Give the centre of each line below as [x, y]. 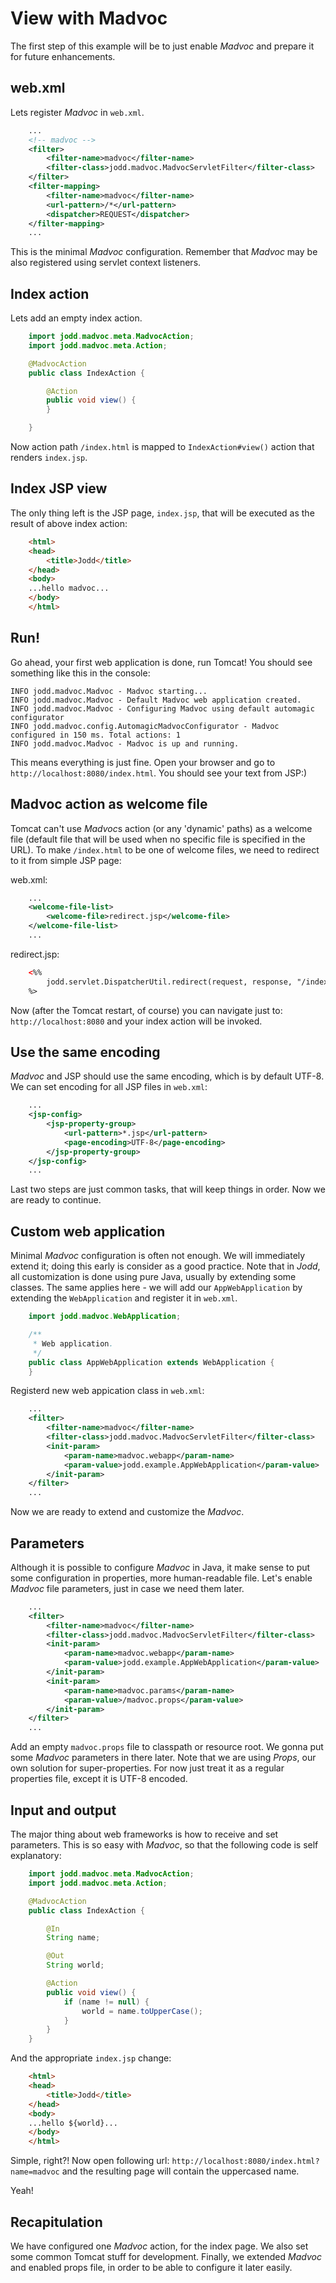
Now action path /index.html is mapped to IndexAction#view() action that [162, 447]
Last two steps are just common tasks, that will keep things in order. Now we [168, 1189]
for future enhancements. [63, 56]
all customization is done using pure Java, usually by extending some [153, 1277]
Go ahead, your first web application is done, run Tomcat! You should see [161, 662]
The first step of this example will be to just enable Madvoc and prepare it [162, 46]
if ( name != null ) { [106, 2002]
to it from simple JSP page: [66, 860]
